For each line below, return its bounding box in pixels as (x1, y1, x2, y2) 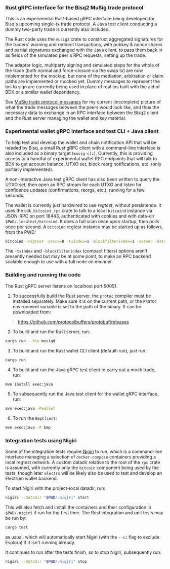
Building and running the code (5, 271, 81, 278)
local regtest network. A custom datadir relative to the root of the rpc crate (5, 459, 160, 466)
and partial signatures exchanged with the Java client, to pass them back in (5, 47, 163, 53)
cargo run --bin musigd (5, 338, 56, 343)
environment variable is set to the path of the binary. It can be (12, 303, 142, 309)
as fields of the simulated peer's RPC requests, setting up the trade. (5, 52, 147, 58)
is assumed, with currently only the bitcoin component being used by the (5, 465, 159, 471)
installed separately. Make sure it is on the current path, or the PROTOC (12, 298, 157, 304)
